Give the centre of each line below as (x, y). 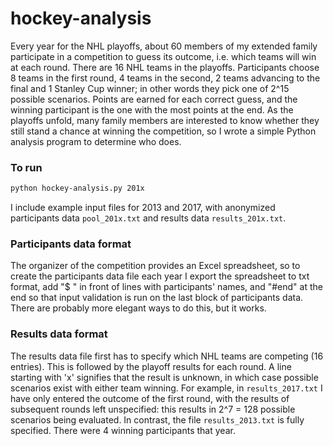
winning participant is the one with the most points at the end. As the (152, 109)
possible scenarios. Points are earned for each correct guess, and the (154, 99)
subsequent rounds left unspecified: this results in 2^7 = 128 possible (153, 409)
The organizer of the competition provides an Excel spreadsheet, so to (155, 266)
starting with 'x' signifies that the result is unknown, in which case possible (164, 377)
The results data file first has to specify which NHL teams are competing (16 (167, 356)
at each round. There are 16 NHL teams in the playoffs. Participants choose (165, 67)
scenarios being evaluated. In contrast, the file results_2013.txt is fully (157, 419)
